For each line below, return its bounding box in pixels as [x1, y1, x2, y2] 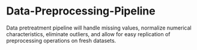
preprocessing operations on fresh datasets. [6, 37, 117, 44]
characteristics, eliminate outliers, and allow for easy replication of [6, 30, 171, 37]
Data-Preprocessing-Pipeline [6, 4, 156, 18]
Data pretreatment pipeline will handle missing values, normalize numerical [6, 24, 192, 31]
